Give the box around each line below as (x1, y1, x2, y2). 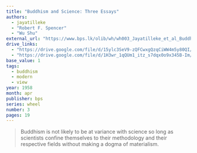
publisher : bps (6, 96, 43, 101)
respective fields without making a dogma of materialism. (20, 141, 159, 148)
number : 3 (6, 107, 30, 113)
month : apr (6, 90, 33, 96)
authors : (6, 14, 28, 20)
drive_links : (6, 42, 38, 47)
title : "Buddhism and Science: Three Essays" (6, 8, 119, 15)
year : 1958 (6, 85, 33, 91)
